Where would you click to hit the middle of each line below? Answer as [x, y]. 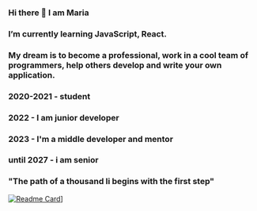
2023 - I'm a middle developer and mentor [91, 139]
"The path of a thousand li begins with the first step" [111, 182]
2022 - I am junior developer [64, 117]
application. [32, 75]
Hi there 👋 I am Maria [49, 13]
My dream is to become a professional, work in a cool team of [128, 55]
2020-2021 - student [49, 96]
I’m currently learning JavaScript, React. [88, 33]
